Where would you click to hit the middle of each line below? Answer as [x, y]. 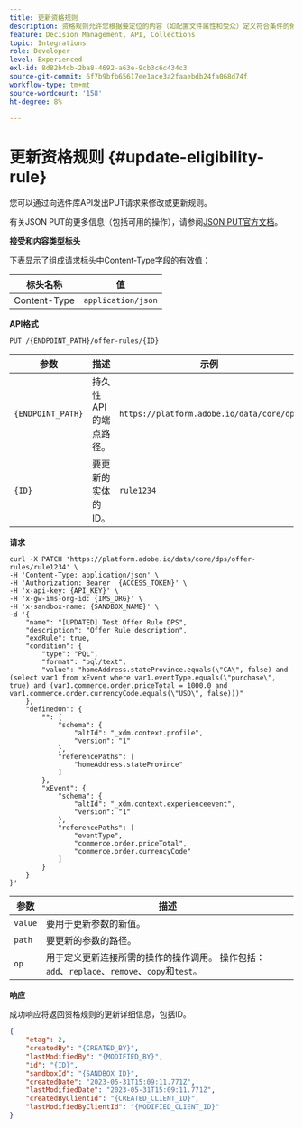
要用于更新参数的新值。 [96, 924]
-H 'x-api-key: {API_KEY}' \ [64, 591]
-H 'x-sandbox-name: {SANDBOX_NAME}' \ [84, 607]
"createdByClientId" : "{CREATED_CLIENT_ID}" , [113, 1099]
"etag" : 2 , [46, 1040]
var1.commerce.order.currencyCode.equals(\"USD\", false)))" [127, 694]
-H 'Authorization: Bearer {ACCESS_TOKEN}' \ [98, 583]
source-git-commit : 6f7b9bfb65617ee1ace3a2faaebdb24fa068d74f [129, 77]
